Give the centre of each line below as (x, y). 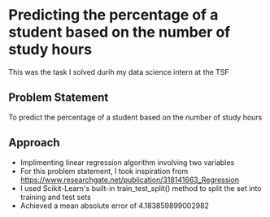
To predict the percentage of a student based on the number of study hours (135, 117)
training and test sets (55, 197)
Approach (34, 143)
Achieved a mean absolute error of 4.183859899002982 (115, 206)
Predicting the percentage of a (113, 15)
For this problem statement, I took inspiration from (104, 171)
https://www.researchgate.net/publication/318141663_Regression (130, 180)
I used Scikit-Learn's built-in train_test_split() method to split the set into (141, 188)
